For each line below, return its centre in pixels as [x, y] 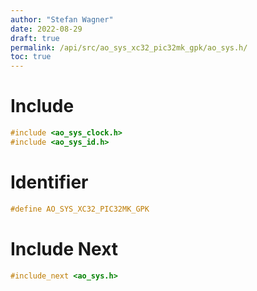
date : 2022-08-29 [46, 29]
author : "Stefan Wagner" [62, 19]
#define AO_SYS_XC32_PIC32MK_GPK [80, 209]
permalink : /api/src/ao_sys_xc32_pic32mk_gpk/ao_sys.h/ [129, 47]
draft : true [35, 38]
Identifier [49, 182]
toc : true [31, 57]
